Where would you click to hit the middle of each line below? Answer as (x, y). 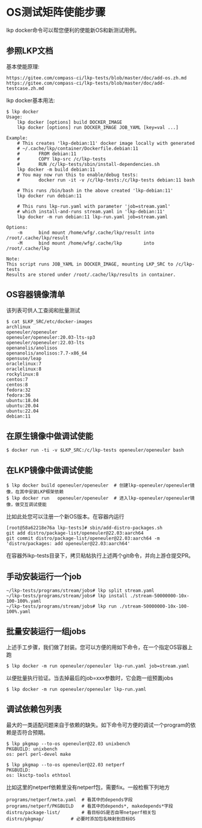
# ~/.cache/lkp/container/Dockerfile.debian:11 (78, 148)
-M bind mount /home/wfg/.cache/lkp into (86, 243)
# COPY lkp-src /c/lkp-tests (62, 159)
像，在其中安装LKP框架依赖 (35, 492)
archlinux (19, 327)
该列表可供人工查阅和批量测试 (43, 310)
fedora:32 (19, 390)
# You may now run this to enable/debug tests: (78, 175)
